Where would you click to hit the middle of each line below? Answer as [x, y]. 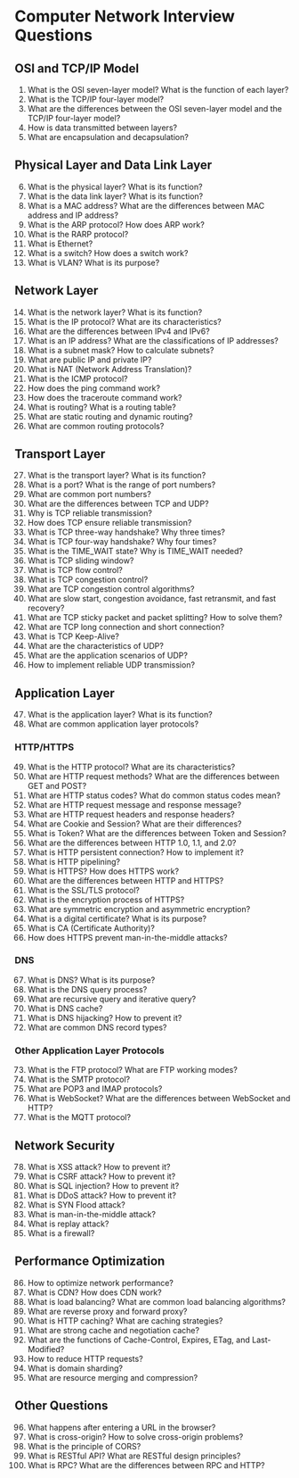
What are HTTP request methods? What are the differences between [153, 776]
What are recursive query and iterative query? [112, 999]
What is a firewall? [61, 1233]
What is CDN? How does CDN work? [95, 1292]
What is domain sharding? [75, 1368]
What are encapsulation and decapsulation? [108, 137]
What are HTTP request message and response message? [134, 804]
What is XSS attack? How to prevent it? [99, 1167]
